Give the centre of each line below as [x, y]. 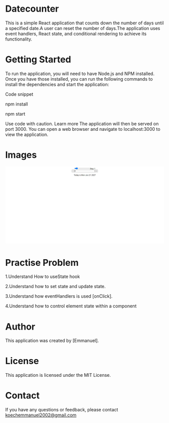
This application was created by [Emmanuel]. [52, 341]
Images [21, 155]
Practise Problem [42, 262]
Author [20, 326]
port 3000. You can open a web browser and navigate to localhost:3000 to [83, 129]
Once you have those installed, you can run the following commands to [79, 79]
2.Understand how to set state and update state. [55, 287]
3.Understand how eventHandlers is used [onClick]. [59, 296]
